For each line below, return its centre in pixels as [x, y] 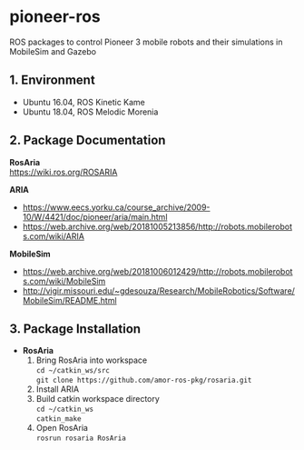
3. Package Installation [75, 329]
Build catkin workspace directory [98, 399]
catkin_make [59, 419]
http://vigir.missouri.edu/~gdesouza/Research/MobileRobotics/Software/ [158, 290]
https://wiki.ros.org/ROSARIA [64, 172]
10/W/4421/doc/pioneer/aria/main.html [95, 216]
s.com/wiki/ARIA [53, 236]
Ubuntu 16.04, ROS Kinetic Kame [83, 102]
